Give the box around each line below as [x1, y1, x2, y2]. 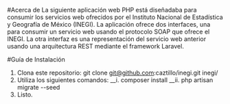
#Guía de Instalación [7, 55, 65, 64]
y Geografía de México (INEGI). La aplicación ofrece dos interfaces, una [7, 21, 211, 28]
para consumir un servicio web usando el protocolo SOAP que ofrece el [7, 27, 210, 36]
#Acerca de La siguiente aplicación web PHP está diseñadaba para [7, 6, 197, 14]
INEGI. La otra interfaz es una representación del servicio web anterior [7, 35, 207, 43]
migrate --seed [16, 83, 60, 91]
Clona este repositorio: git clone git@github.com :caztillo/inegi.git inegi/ [16, 68, 218, 77]
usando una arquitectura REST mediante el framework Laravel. [7, 42, 184, 50]
